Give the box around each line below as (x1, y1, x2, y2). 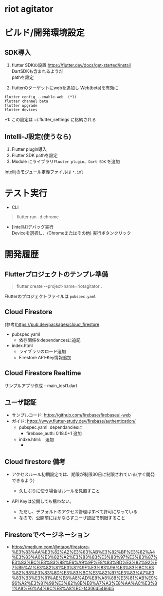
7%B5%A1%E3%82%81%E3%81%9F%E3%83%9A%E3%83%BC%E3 (11, 565, 154, 571)
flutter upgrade (4, 103, 37, 108)
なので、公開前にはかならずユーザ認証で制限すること (18, 515, 126, 521)
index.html (11, 343, 33, 348)
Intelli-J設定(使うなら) (4, 132, 72, 140)
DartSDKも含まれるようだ (11, 69, 64, 74)
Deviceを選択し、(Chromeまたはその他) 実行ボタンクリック (11, 230, 131, 236)
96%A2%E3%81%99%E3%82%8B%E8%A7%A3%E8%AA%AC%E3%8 (11, 580, 158, 586)
